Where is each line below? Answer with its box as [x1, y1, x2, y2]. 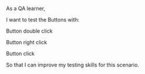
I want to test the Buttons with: [6, 16, 80, 23]
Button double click [6, 27, 53, 34]
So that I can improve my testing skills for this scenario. [6, 61, 139, 68]
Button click [6, 50, 35, 57]
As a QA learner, [6, 5, 46, 12]
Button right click [6, 39, 47, 45]
